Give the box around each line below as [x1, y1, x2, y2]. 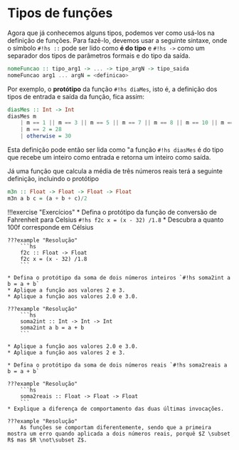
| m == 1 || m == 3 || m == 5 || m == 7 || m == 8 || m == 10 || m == [20, 119, 234, 126]
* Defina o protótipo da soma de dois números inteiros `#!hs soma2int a [7, 274, 231, 281]
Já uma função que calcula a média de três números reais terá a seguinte [7, 167, 223, 175]
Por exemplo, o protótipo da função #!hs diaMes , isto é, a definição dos [7, 84, 218, 93]
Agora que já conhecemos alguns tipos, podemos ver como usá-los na [7, 29, 215, 37]
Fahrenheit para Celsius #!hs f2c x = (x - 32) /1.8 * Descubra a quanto [7, 215, 224, 224]
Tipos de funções [7, 5, 113, 21]
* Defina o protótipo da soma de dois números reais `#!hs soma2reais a [7, 362, 228, 369]
